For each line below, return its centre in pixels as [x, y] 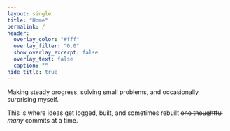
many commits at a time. [43, 120]
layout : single [29, 14]
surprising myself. [33, 99]
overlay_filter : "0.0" [46, 46]
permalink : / [26, 26]
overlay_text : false [43, 59]
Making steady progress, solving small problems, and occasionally [103, 92]
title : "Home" [28, 20]
